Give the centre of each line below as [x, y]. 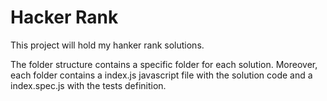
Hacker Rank [64, 17]
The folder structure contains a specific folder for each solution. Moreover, [164, 64]
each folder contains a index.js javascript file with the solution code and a [161, 75]
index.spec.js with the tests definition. [88, 85]
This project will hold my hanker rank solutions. [107, 45]
